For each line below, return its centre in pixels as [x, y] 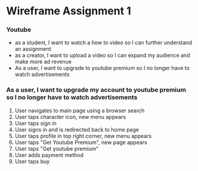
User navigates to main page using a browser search [80, 110]
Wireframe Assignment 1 [69, 11]
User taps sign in [35, 123]
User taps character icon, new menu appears [70, 117]
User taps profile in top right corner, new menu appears [83, 136]
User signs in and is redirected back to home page [77, 129]
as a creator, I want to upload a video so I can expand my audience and [102, 56]
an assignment [33, 49]
